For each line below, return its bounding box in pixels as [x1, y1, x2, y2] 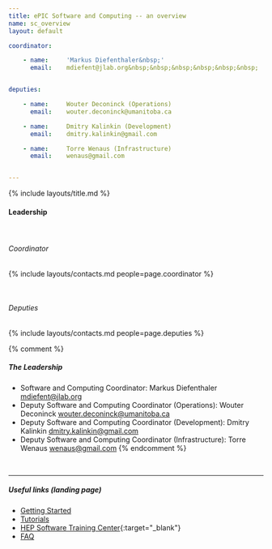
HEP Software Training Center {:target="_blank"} [19, 522, 181, 532]
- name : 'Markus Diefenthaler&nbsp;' [23, 56, 164, 65]
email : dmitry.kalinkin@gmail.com [29, 130, 158, 138]
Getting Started [19, 505, 71, 515]
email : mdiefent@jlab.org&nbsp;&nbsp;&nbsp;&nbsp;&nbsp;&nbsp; [29, 64, 259, 72]
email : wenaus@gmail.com [29, 152, 125, 161]
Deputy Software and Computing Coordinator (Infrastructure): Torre [19, 435, 247, 444]
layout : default [8, 27, 63, 35]
